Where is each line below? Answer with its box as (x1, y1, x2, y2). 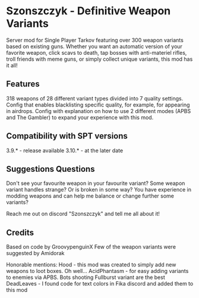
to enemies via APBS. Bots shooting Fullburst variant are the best (6, 274, 165, 281)
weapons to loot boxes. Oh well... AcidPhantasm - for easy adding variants (6, 268, 189, 275)
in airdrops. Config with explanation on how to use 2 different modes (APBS (6, 107, 191, 114)
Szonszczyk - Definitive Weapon (6, 4, 171, 18)
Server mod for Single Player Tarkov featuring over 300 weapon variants (6, 36, 184, 43)
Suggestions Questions (6, 164, 95, 174)
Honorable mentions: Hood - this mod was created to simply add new (6, 261, 176, 268)
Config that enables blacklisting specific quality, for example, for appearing (6, 101, 190, 108)
